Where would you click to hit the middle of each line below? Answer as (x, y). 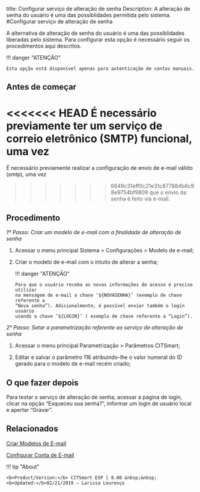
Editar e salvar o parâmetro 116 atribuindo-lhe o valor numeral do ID (98, 357)
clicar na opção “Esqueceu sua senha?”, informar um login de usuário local (99, 403)
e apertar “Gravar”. (29, 409)
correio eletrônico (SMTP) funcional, (99, 139)
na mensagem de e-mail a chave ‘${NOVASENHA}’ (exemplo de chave (98, 295)
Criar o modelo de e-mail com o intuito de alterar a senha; (86, 262)
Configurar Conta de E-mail (40, 455)
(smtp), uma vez (26, 175)
